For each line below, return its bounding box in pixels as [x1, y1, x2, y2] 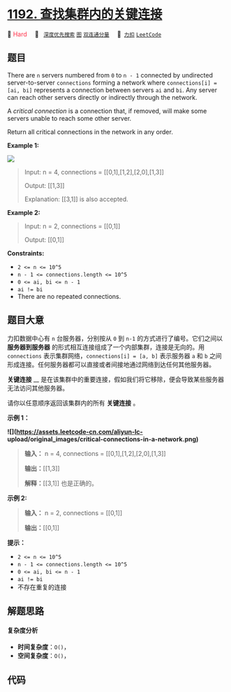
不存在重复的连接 [17, 582, 67, 591]
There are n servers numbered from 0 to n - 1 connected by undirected [7, 71, 214, 79]
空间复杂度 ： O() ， [17, 651, 70, 660]
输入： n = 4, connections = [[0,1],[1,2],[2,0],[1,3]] [24, 449, 166, 457]
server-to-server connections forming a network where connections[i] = [7, 78, 218, 87]
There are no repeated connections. [17, 292, 121, 300]
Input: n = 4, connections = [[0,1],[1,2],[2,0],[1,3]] [24, 168, 164, 176]
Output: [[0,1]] [24, 235, 65, 244]
